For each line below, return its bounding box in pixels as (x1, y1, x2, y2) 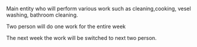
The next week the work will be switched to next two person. (6, 35, 157, 41)
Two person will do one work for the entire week (6, 23, 126, 30)
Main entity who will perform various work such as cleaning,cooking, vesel (6, 5, 191, 12)
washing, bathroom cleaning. (6, 11, 78, 18)
